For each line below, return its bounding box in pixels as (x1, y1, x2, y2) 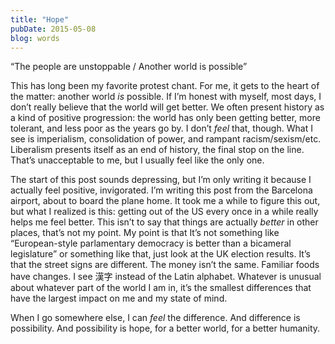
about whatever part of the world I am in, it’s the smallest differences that (10, 282, 312, 294)
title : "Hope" (10, 14, 70, 25)
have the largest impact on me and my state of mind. (10, 292, 228, 305)
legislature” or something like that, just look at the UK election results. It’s (10, 248, 311, 260)
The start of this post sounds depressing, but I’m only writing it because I (10, 174, 312, 186)
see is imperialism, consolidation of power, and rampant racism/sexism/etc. (10, 133, 322, 145)
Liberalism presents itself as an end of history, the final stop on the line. (10, 144, 305, 156)
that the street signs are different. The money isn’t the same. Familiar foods (10, 259, 320, 271)
